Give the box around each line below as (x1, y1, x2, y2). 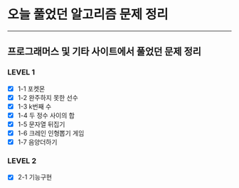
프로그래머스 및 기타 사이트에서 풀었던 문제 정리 (7, 45, 201, 57)
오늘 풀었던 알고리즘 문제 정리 (7, 6, 169, 23)
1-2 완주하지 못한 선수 (17, 93, 78, 101)
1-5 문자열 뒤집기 (17, 120, 65, 128)
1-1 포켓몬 (17, 84, 46, 93)
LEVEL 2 (7, 155, 37, 165)
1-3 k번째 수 (17, 102, 52, 111)
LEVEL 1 (7, 67, 36, 77)
